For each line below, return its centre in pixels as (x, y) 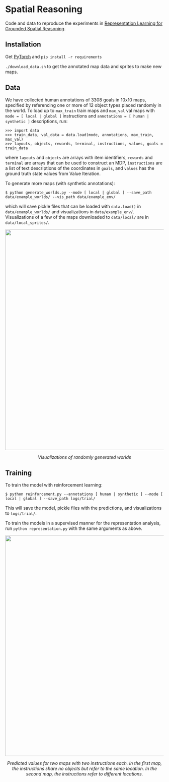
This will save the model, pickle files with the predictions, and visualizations (83, 508)
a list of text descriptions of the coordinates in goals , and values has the (80, 168)
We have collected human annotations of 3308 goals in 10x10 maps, (76, 100)
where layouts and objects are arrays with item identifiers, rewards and (79, 157)
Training (19, 473)
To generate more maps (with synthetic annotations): (60, 183)
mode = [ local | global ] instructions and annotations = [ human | (77, 116)
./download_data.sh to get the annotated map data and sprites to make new (83, 66)
